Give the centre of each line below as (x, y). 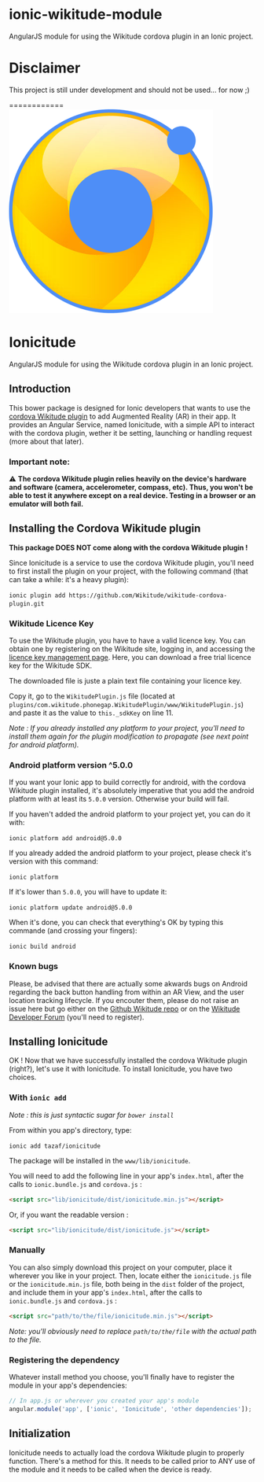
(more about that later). (47, 441)
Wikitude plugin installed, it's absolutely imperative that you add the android (132, 791)
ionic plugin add (37, 595)
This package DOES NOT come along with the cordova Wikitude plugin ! (128, 547)
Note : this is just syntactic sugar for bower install (92, 1115)
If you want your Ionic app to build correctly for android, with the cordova (128, 782)
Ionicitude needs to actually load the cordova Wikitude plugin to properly (126, 1452)
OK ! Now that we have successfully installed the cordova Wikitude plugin (128, 1060)
